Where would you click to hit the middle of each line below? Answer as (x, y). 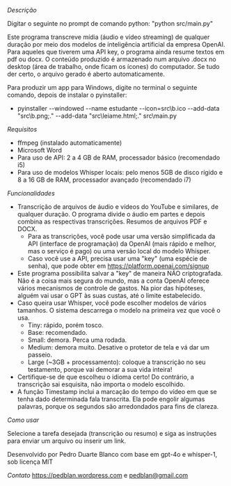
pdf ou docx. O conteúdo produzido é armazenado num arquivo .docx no (112, 59)
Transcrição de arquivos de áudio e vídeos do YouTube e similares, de (118, 207)
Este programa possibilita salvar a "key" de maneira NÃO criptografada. (120, 273)
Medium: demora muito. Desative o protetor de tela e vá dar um (119, 347)
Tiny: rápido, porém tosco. (65, 325)
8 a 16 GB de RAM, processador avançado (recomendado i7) (104, 180)
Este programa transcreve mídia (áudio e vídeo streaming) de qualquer (109, 37)
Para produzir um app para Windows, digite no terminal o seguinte (102, 87)
